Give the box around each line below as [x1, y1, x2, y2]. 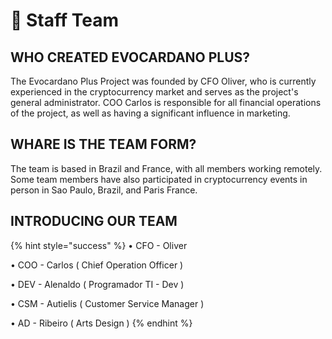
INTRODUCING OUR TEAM [10, 213, 178, 230]
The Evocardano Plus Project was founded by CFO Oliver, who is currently [10, 75, 317, 87]
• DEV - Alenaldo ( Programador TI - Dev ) [10, 278, 185, 290]
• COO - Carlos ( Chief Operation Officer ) [10, 259, 184, 271]
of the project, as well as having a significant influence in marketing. [10, 107, 291, 119]
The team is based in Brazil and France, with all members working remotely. [10, 162, 323, 174]
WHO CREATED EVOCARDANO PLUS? [10, 49, 251, 66]
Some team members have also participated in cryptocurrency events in [10, 173, 308, 185]
